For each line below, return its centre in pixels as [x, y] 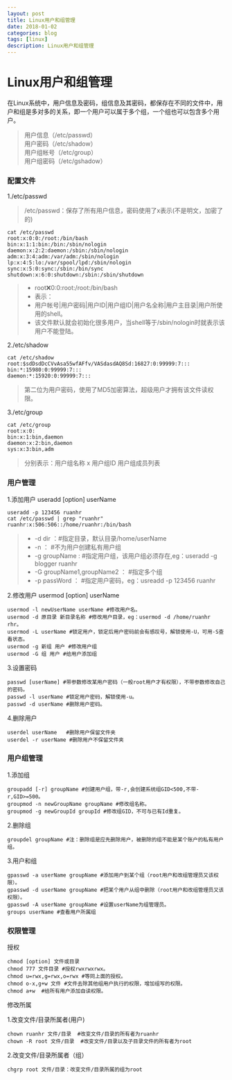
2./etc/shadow [28, 345]
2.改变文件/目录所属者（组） [47, 1055]
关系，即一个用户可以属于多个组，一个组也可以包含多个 [134, 111]
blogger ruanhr [56, 564]
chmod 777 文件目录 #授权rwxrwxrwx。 [58, 969]
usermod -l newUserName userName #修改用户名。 [74, 609]
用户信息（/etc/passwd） [60, 135]
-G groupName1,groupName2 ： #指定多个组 [98, 572]
